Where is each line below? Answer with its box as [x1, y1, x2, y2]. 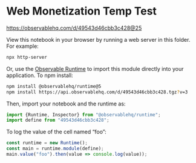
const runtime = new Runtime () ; [6, 140, 88, 146]
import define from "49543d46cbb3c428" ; [6, 117, 110, 124]
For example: [6, 42, 39, 50]
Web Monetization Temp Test [6, 4, 157, 18]
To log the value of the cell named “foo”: [6, 128, 107, 136]
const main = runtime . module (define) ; [6, 145, 104, 152]
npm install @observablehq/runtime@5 [6, 83, 102, 89]
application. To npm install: [6, 72, 74, 79]
